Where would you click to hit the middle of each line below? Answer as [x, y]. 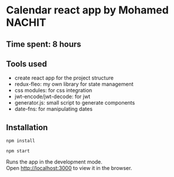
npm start [18, 151]
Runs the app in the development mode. [54, 162]
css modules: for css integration [53, 91]
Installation [27, 127]
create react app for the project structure [64, 78]
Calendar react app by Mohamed [87, 10]
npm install [21, 141]
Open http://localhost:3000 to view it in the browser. [69, 168]
